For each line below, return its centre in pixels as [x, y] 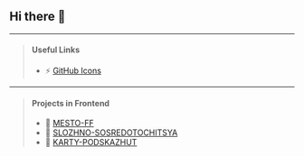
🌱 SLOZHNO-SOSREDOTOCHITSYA [111, 133]
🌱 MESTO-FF [69, 124]
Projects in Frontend [71, 103]
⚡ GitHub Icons [73, 71]
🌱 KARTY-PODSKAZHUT [91, 142]
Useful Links [56, 50]
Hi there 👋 [38, 17]
